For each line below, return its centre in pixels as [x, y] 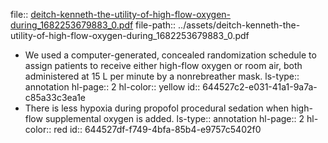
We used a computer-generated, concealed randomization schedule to [170, 55]
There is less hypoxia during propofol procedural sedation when [156, 108]
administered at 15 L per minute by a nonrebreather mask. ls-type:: [162, 76]
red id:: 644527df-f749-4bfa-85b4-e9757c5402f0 [157, 129]
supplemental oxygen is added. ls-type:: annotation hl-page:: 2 [174, 118]
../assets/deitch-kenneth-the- [239, 25]
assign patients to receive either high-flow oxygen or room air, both [163, 65]
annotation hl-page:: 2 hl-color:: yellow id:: [112, 87]
